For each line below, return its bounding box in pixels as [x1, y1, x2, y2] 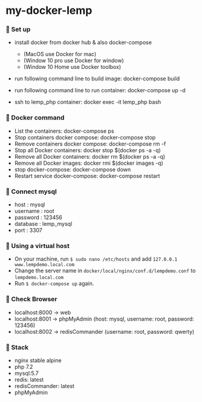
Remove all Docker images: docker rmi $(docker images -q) [14, 159, 164, 167]
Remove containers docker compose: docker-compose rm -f [14, 140, 166, 147]
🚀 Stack [5, 343, 29, 351]
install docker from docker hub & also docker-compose [14, 39, 152, 46]
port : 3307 [14, 227, 43, 234]
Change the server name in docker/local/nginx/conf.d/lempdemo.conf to [14, 267, 196, 275]
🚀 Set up [5, 25, 31, 34]
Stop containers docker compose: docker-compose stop [14, 133, 156, 141]
